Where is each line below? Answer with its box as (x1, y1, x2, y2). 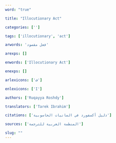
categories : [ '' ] (5, 25, 40, 30)
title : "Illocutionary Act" (5, 16, 62, 21)
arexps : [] (5, 51, 27, 56)
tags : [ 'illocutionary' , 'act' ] (5, 34, 70, 39)
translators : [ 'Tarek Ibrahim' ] (5, 104, 70, 109)
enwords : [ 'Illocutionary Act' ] (5, 60, 70, 65)
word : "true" (5, 7, 32, 12)
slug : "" (5, 130, 23, 136)
